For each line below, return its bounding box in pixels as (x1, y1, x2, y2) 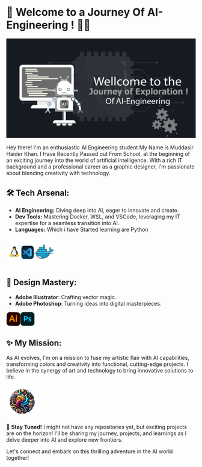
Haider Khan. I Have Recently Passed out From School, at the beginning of (6, 150, 191, 158)
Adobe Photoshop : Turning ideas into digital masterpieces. (14, 300, 162, 307)
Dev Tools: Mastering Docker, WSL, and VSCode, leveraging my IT (14, 213, 180, 220)
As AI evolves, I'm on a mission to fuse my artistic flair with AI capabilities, (6, 354, 189, 361)
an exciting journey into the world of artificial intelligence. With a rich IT (6, 156, 183, 164)
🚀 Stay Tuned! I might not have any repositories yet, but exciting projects (6, 423, 188, 430)
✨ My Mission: (6, 338, 62, 348)
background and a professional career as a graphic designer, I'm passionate (6, 163, 195, 170)
